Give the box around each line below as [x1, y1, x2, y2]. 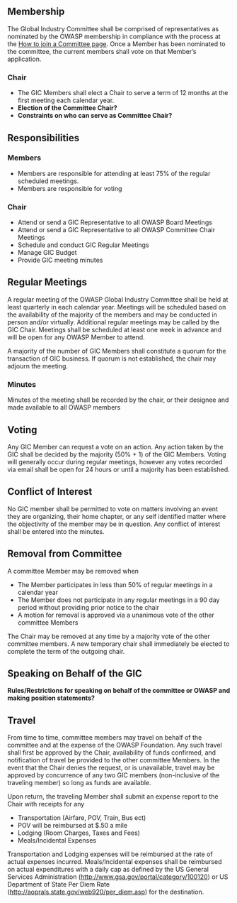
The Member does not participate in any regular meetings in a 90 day [17, 596, 220, 604]
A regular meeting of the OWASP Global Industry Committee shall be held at [7, 295, 229, 304]
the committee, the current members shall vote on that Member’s [7, 47, 197, 55]
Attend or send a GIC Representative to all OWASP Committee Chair [17, 226, 216, 234]
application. [7, 55, 42, 63]
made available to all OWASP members [7, 403, 121, 412]
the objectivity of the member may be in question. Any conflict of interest [7, 520, 221, 528]
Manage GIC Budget [17, 248, 77, 257]
